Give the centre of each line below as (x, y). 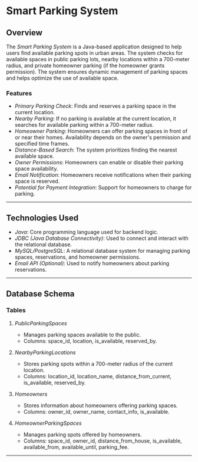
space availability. (36, 169)
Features (19, 93)
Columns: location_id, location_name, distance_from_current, (98, 376)
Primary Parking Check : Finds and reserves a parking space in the (95, 106)
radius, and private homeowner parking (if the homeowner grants (85, 65)
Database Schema (40, 294)
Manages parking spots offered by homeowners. (82, 434)
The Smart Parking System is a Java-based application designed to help (94, 47)
